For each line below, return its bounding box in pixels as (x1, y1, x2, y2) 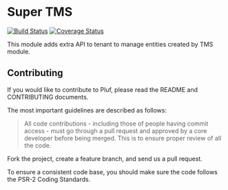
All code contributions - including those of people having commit (23, 119, 209, 128)
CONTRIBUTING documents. (7, 93, 89, 101)
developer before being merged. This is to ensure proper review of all (23, 134, 222, 142)
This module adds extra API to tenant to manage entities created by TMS (7, 40, 214, 48)
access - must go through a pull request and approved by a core (23, 126, 207, 134)
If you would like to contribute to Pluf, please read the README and (7, 85, 198, 93)
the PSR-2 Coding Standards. (7, 175, 91, 183)
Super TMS (7, 4, 73, 20)
